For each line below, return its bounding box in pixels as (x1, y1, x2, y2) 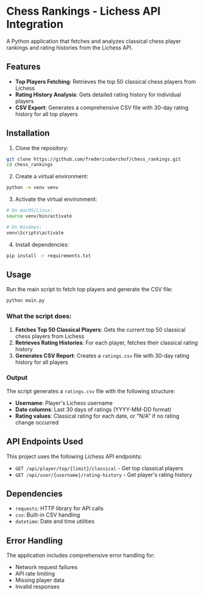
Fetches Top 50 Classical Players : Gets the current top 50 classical (15, 325, 186, 333)
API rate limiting (15, 570, 55, 578)
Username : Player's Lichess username (15, 399, 113, 407)
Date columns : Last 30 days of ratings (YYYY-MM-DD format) (15, 405, 172, 413)
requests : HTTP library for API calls (15, 505, 104, 512)
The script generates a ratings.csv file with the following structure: (6, 387, 175, 394)
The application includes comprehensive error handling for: (6, 551, 155, 559)
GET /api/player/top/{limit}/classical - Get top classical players (15, 464, 184, 471)
